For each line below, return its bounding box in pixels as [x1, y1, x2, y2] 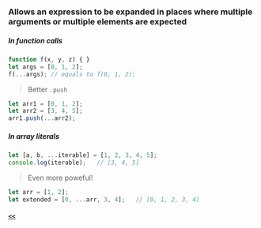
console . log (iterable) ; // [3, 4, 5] [8, 159, 140, 166]
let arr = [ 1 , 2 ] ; [8, 188, 69, 196]
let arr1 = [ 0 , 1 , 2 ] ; [8, 99, 83, 108]
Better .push [27, 84, 68, 94]
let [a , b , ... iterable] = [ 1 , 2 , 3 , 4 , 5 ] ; [8, 151, 157, 159]
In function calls [8, 36, 63, 45]
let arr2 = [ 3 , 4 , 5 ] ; [8, 107, 83, 115]
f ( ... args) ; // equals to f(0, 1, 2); [8, 70, 136, 78]
